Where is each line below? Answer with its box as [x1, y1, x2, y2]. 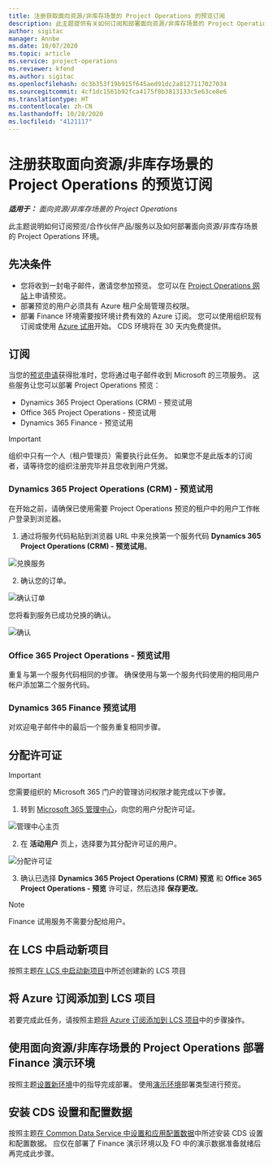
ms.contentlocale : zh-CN [8, 102, 93, 111]
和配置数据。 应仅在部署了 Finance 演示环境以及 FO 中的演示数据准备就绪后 [8, 1138, 262, 1148]
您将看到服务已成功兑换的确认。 [8, 610, 115, 620]
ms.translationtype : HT [8, 95, 89, 103]
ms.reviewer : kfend [8, 65, 75, 73]
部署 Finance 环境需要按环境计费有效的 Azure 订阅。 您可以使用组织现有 [19, 310, 262, 321]
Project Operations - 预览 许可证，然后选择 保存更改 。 [19, 883, 203, 894]
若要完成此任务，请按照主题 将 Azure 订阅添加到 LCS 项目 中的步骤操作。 [8, 1015, 249, 1025]
